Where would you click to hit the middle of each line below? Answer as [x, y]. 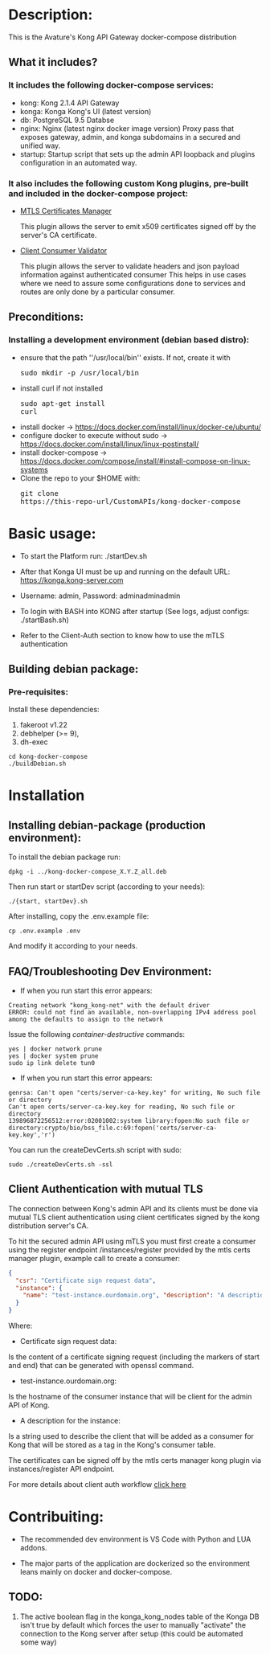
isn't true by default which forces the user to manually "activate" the [133, 1624]
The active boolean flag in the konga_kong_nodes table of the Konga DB [139, 1616]
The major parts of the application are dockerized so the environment [135, 1563]
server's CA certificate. [58, 235]
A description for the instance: [70, 1421]
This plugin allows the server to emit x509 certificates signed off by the [138, 226]
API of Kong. [29, 1405]
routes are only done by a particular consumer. [97, 292]
